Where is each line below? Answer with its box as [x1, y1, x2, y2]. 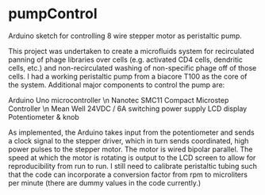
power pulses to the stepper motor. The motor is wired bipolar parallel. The [8, 144, 253, 154]
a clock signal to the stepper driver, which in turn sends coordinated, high [8, 136, 249, 145]
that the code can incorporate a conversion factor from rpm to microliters [8, 170, 248, 179]
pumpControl [8, 5, 98, 23]
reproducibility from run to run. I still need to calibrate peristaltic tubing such [8, 161, 258, 170]
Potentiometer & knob [8, 112, 79, 121]
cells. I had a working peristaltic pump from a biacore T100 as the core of [8, 71, 248, 81]
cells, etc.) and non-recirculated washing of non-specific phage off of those [8, 63, 257, 72]
